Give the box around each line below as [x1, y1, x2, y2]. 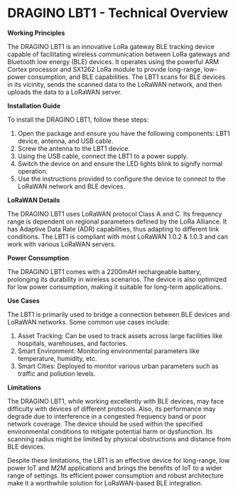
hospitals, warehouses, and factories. [17, 339, 128, 347]
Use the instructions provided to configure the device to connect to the [17, 174, 226, 183]
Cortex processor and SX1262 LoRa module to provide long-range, [7, 65, 202, 73]
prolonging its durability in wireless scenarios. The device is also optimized [7, 275, 227, 283]
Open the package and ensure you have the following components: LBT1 [17, 129, 230, 137]
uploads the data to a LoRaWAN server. [7, 88, 122, 96]
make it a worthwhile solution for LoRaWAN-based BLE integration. [7, 478, 203, 487]
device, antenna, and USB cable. [17, 137, 114, 145]
